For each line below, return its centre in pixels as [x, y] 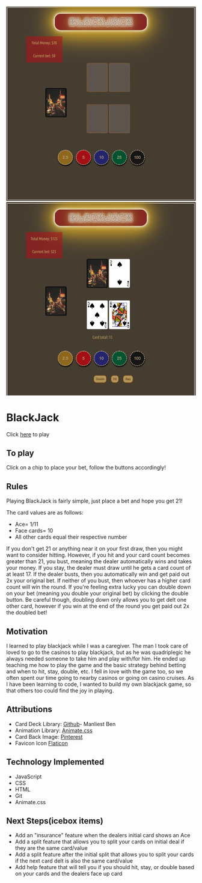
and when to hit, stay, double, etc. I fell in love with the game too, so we [95, 671]
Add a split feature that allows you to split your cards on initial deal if [99, 842]
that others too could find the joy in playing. [60, 690]
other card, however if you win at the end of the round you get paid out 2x [98, 606]
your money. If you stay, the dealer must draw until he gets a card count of [99, 568]
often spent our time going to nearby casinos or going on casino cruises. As [100, 677]
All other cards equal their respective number [71, 537]
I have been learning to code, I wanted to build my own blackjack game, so [99, 684]
